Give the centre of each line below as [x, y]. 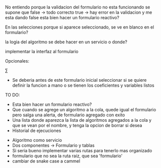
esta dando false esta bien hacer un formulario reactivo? [62, 17]
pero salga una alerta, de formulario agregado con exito [68, 115]
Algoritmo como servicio [37, 140]
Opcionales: [17, 61]
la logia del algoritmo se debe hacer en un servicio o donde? [66, 42]
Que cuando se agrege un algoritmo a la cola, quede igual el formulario [84, 110]
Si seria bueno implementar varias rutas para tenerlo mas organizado [82, 151]
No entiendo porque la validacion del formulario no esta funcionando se [78, 7]
